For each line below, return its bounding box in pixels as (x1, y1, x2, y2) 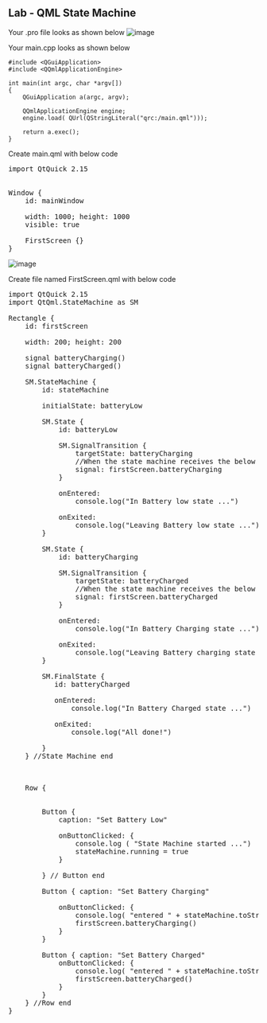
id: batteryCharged (54, 680, 130, 689)
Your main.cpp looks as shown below (8, 43, 130, 53)
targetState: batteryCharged (75, 576, 189, 585)
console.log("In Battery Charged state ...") (71, 704, 252, 713)
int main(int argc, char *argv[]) (8, 79, 123, 87)
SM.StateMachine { (25, 377, 97, 386)
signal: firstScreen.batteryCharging (75, 465, 222, 474)
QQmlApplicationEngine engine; (22, 107, 126, 115)
